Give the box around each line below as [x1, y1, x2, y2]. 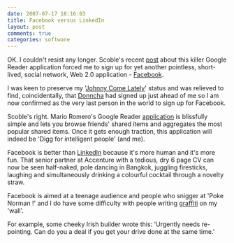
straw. [7, 178, 25, 186]
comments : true [7, 29, 52, 37]
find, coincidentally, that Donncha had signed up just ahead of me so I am [7, 92, 219, 100]
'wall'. [7, 207, 24, 215]
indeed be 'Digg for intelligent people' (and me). [7, 134, 145, 144]
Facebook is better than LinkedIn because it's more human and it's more [7, 148, 216, 157]
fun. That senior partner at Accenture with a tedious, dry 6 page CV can [7, 155, 214, 165]
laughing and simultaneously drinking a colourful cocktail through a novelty [7, 171, 224, 179]
